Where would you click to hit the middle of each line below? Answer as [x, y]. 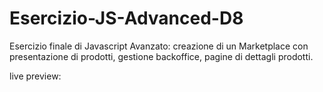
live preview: [35, 76]
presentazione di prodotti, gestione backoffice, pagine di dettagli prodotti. [161, 56]
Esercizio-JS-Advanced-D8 [126, 18]
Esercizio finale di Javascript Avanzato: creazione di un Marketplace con [159, 46]
